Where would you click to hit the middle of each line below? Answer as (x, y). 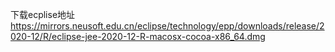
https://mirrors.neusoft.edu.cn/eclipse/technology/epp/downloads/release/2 (167, 26)
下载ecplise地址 (43, 14)
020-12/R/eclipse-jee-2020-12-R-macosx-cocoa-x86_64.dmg (138, 36)
